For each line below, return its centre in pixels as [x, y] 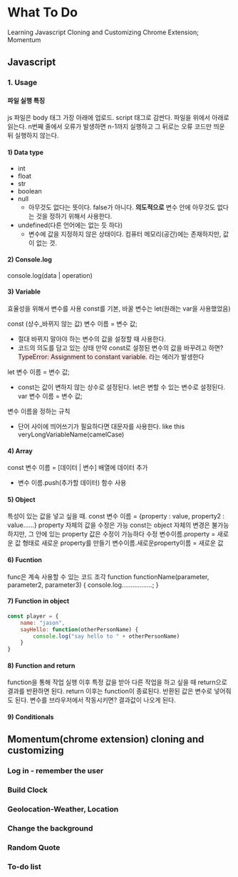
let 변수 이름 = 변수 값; [38, 372]
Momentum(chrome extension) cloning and [106, 740]
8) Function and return [41, 666]
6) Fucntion [25, 560]
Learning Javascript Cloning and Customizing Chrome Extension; [103, 32]
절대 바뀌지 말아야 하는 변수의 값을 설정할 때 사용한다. [92, 339]
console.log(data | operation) [50, 275]
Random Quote [34, 847]
